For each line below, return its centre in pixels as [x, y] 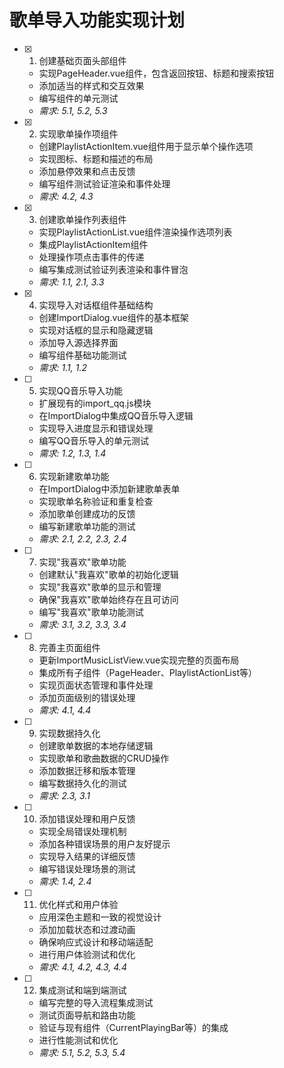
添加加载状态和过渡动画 [87, 929]
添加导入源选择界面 [78, 342]
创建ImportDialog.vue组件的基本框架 [113, 317]
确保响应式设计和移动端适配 [96, 942]
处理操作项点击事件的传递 [91, 257]
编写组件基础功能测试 [82, 355]
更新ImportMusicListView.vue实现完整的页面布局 [139, 660]
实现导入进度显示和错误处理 [96, 428]
